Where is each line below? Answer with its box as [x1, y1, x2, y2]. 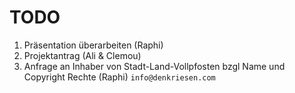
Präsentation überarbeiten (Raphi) [23, 39, 164, 51]
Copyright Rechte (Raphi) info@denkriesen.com [23, 71, 216, 83]
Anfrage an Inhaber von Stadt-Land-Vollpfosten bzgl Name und [23, 60, 286, 72]
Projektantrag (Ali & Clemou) [23, 49, 142, 61]
